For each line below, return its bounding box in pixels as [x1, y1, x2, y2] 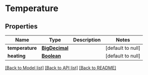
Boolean [41, 53, 61, 59]
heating [7, 53, 26, 59]
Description [73, 37, 101, 43]
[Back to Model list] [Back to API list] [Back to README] [5, 65, 116, 71]
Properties [5, 22, 38, 30]
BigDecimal [41, 45, 69, 51]
